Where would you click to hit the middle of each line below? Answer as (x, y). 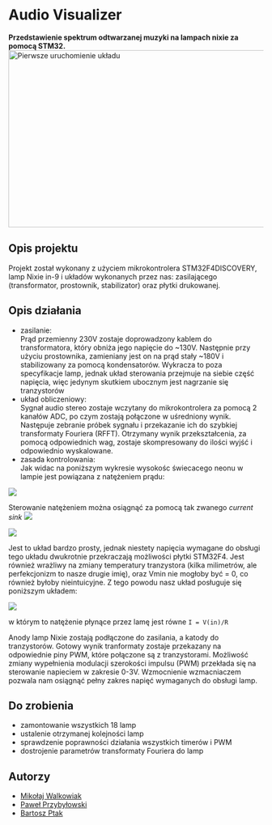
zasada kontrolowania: (57, 459)
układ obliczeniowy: (53, 399)
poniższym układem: (43, 591)
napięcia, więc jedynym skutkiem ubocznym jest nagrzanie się (124, 381)
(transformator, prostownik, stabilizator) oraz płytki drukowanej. (115, 285)
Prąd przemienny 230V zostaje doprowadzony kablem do (116, 338)
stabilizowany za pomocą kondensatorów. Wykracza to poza (121, 364)
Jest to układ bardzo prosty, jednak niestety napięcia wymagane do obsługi (134, 547)
